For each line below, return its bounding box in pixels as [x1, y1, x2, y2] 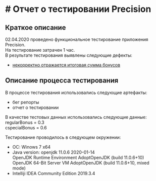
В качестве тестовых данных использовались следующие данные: [5, 114, 147, 120]
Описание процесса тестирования [5, 76, 119, 85]
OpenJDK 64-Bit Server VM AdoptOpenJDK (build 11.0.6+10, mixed [12, 160, 150, 166]
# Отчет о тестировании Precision [5, 3, 152, 15]
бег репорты [12, 99, 40, 105]
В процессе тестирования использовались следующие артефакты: [5, 90, 148, 95]
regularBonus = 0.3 [5, 119, 45, 125]
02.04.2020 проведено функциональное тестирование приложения [5, 36, 149, 42]
